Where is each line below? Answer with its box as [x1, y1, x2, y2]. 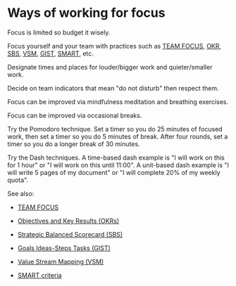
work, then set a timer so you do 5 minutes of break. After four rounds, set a [7, 132, 228, 141]
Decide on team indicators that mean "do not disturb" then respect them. [7, 84, 219, 92]
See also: [7, 189, 35, 197]
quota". [7, 176, 29, 184]
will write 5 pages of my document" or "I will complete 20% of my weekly [7, 168, 221, 176]
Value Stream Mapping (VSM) [17, 257, 104, 266]
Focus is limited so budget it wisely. [7, 28, 111, 37]
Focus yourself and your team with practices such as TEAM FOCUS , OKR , [7, 41, 222, 50]
